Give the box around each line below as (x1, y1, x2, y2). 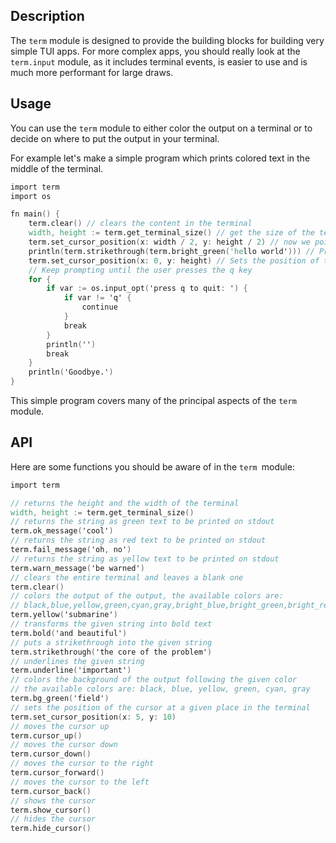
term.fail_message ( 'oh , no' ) (10, 545, 132, 555)
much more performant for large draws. (10, 66, 174, 78)
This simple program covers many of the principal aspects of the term (10, 395, 297, 406)
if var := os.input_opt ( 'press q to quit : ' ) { (46, 284, 248, 294)
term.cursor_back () (10, 786, 92, 796)
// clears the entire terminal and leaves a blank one (10, 572, 244, 583)
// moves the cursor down (10, 740, 118, 750)
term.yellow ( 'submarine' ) (10, 610, 118, 620)
